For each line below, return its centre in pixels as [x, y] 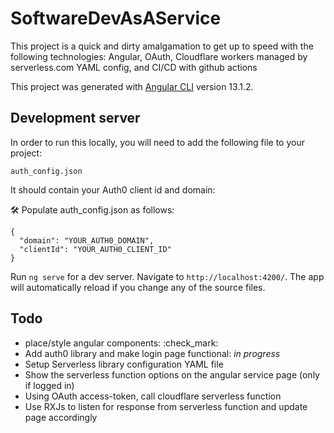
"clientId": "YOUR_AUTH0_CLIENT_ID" [95, 249]
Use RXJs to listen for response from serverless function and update [166, 406]
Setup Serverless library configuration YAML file [124, 364]
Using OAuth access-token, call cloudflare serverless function [153, 396]
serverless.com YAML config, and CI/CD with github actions [134, 67]
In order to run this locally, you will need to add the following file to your [157, 142]
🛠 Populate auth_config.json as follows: [92, 209]
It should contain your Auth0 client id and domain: [113, 189]
